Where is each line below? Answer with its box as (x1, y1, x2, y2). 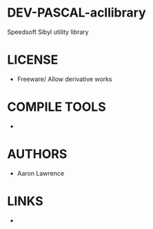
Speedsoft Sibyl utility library (7, 28, 89, 36)
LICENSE (7, 52, 59, 68)
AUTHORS (7, 147, 68, 162)
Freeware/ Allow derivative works (17, 75, 112, 83)
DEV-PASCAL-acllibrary (7, 5, 146, 21)
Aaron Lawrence (17, 169, 64, 177)
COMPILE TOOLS (7, 99, 106, 115)
